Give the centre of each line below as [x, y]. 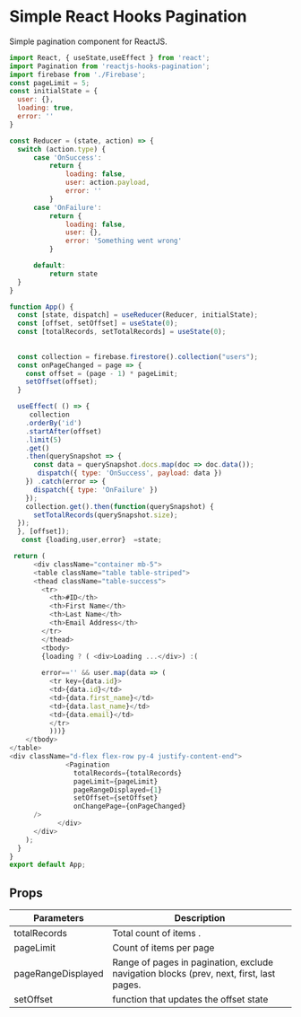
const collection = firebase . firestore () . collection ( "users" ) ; [138, 356]
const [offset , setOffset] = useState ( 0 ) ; [98, 324]
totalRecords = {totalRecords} [127, 773]
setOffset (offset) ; [62, 382]
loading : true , [46, 108]
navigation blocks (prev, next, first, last [193, 974]
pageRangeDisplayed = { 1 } [118, 790]
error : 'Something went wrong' [124, 241]
